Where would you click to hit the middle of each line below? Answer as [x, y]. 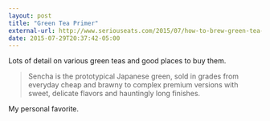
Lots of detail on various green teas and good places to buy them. [117, 61]
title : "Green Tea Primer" [53, 23]
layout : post [30, 16]
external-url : [32, 30]
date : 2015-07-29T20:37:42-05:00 [64, 38]
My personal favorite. [43, 109]
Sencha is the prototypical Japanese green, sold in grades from [133, 76]
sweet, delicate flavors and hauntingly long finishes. [114, 94]
